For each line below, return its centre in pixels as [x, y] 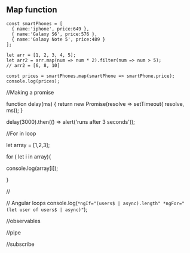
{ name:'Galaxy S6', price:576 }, [54, 34]
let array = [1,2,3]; [28, 145]
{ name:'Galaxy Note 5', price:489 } [59, 39]
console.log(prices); [33, 81]
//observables [23, 221]
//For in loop [21, 133]
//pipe [13, 232]
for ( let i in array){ [29, 156]
